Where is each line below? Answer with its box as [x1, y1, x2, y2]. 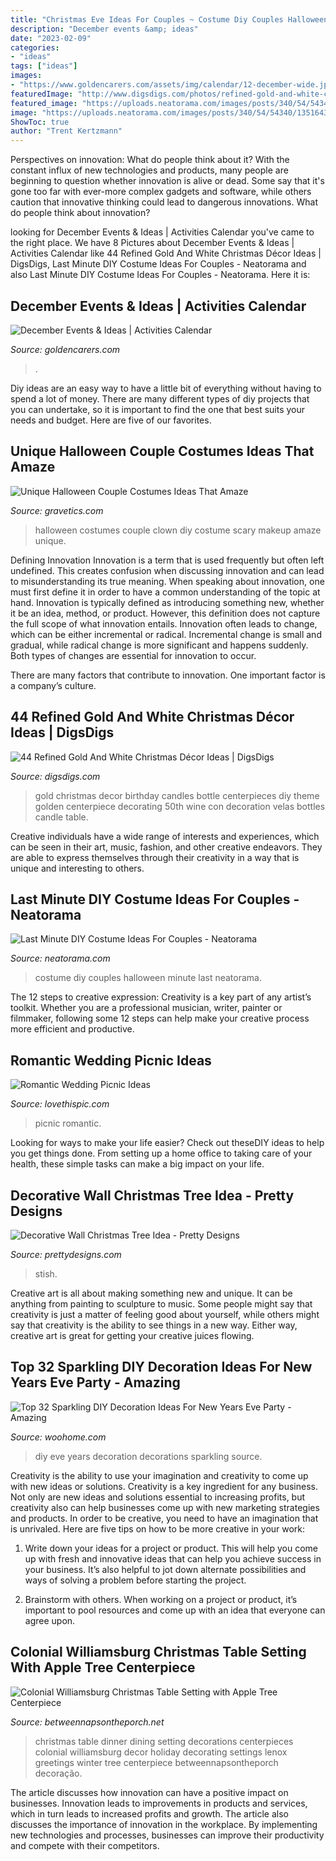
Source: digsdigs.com [10, 770, 101, 782]
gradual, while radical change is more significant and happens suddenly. [10, 639, 309, 651]
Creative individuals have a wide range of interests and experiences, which [10, 830, 320, 842]
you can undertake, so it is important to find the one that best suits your [10, 403, 306, 415]
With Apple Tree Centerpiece [10, 1659, 196, 1676]
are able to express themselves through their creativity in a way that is [10, 851, 300, 863]
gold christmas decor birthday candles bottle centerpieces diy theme [34, 789, 320, 801]
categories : [10, 42, 60, 53]
